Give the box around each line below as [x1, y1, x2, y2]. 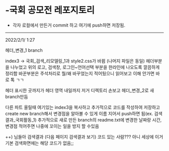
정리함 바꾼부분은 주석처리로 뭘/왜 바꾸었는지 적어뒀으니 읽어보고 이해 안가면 [5, 70, 155, 76]
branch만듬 [5, 93, 29, 99]
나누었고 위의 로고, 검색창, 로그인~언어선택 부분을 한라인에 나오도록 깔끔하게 [10, 64, 160, 70]
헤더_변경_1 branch [5, 47, 43, 53]
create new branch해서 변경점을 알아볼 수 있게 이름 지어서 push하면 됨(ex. [5, 110, 153, 116]
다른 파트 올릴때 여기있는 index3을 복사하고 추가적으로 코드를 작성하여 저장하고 [5, 104, 160, 110]
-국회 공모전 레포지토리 [5, 5, 95, 16]
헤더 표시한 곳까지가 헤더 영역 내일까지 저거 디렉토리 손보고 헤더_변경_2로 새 [5, 87, 154, 93]
